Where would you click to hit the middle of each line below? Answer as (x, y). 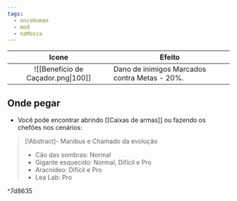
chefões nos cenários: (50, 128)
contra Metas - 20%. (148, 78)
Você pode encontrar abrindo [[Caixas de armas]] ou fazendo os (111, 120)
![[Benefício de (59, 69)
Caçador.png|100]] (59, 78)
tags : (15, 14)
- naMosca (28, 33)
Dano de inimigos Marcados (160, 69)
